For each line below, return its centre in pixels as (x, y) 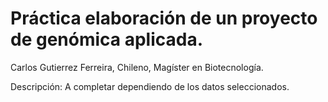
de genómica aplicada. (107, 39)
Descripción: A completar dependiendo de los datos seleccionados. (150, 86)
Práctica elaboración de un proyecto (164, 18)
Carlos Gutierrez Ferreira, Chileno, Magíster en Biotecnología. (137, 67)
